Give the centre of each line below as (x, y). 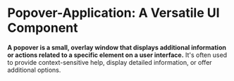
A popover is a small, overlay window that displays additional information (117, 47)
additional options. (34, 70)
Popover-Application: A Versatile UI (113, 13)
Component (43, 28)
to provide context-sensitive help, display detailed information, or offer (110, 62)
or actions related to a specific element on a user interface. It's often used (117, 55)
